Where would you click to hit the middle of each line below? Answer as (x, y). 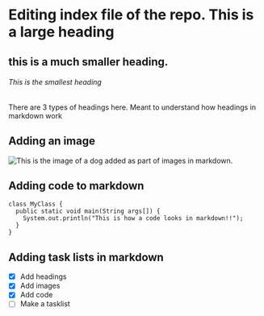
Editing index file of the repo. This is (131, 15)
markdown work (36, 115)
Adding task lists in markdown (86, 257)
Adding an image (52, 141)
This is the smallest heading (55, 82)
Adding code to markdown (76, 186)
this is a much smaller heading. (88, 62)
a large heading (61, 32)
